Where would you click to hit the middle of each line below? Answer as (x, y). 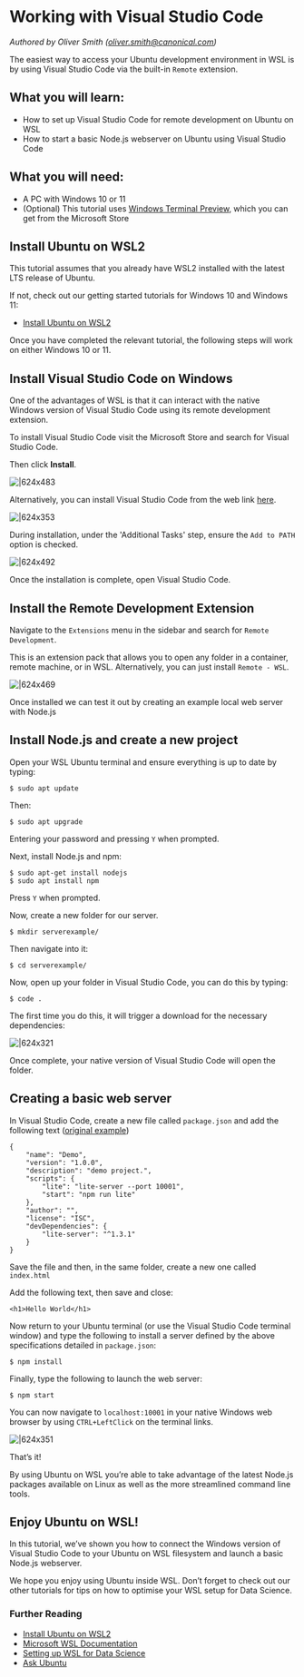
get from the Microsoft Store (76, 218)
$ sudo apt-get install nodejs (69, 873)
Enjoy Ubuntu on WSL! (74, 1522)
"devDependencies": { (66, 1226)
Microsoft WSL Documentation (80, 1643)
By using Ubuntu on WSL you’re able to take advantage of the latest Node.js (152, 1474)
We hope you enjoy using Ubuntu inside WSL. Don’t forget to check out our (150, 1581)
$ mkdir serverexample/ (54, 932)
